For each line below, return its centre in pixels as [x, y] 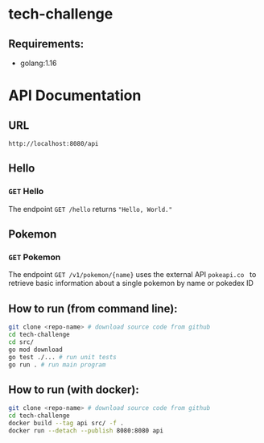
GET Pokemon [35, 257]
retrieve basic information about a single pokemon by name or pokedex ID [131, 284]
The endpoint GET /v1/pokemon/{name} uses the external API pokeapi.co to [132, 275]
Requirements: [46, 44]
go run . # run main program [57, 364]
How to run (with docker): [74, 389]
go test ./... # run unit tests [62, 357]
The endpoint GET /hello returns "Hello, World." [91, 209]
